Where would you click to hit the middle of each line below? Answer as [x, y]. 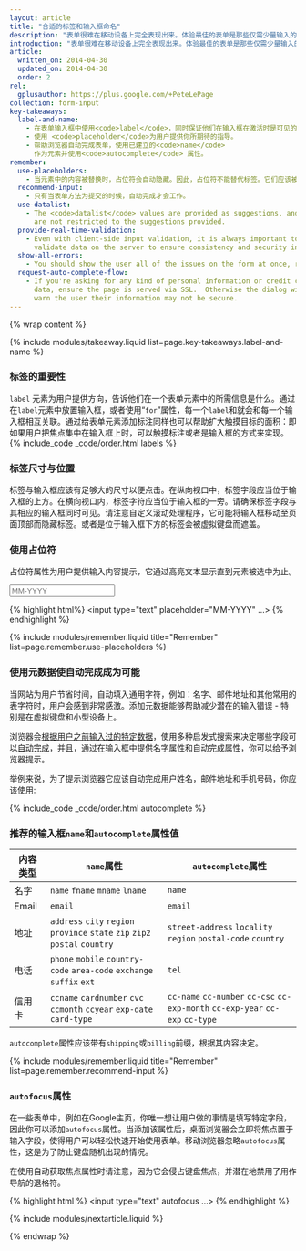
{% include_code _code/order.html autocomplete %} [108, 808]
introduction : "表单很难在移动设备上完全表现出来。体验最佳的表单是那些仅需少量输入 [152, 43]
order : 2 [34, 78]
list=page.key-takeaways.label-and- [216, 342]
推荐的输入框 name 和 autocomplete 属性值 [94, 834]
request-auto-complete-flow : [73, 273]
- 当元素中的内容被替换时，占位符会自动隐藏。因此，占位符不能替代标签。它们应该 [158, 179]
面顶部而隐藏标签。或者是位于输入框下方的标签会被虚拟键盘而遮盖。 [137, 524]
